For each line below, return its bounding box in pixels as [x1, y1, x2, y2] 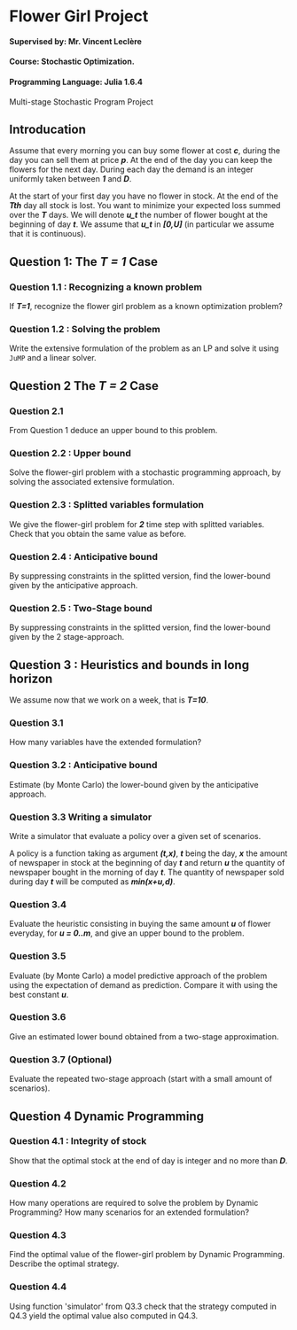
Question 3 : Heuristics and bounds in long [9, 657, 250, 673]
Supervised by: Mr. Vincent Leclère [9, 35, 142, 46]
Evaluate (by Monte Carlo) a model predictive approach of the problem [9, 970, 268, 981]
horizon [9, 671, 53, 686]
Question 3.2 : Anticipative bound [9, 759, 158, 772]
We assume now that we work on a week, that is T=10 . [9, 695, 208, 705]
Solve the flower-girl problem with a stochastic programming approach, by [9, 467, 282, 478]
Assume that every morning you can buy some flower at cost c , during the [9, 145, 281, 156]
